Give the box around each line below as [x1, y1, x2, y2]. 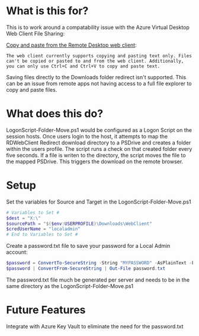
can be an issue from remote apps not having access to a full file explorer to [6, 80, 192, 87]
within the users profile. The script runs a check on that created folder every [6, 145, 192, 152]
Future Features [6, 303, 86, 317]
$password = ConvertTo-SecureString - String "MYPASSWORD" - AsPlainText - [6, 260, 192, 266]
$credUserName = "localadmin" [6, 226, 81, 232]
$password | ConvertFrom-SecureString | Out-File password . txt [6, 266, 166, 272]
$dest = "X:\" [6, 215, 41, 221]
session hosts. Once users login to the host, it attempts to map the [6, 133, 168, 140]
